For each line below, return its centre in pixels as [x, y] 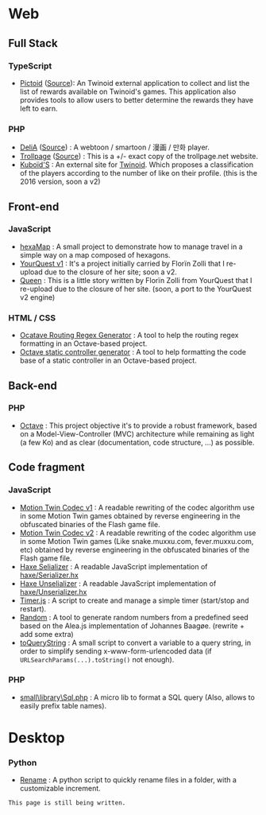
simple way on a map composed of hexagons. [95, 254]
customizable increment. [60, 789]
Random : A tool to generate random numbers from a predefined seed [134, 617]
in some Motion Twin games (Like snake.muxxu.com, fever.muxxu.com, [137, 541]
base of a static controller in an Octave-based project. [108, 361]
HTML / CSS [32, 317]
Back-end [33, 385]
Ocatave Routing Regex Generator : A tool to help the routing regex [129, 336]
